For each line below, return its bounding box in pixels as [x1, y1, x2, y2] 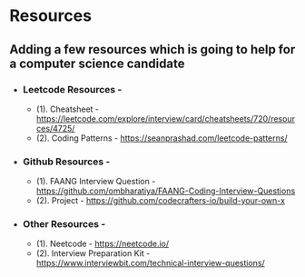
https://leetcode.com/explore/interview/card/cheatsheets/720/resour [35, 113, 295, 124]
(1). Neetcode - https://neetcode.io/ [35, 238, 170, 250]
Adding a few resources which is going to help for [9, 42, 296, 57]
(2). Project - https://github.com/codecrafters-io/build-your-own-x [35, 195, 286, 206]
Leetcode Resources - [22, 83, 123, 95]
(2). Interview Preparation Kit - [35, 248, 151, 259]
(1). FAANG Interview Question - [35, 176, 156, 187]
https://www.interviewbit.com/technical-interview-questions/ [35, 258, 265, 269]
